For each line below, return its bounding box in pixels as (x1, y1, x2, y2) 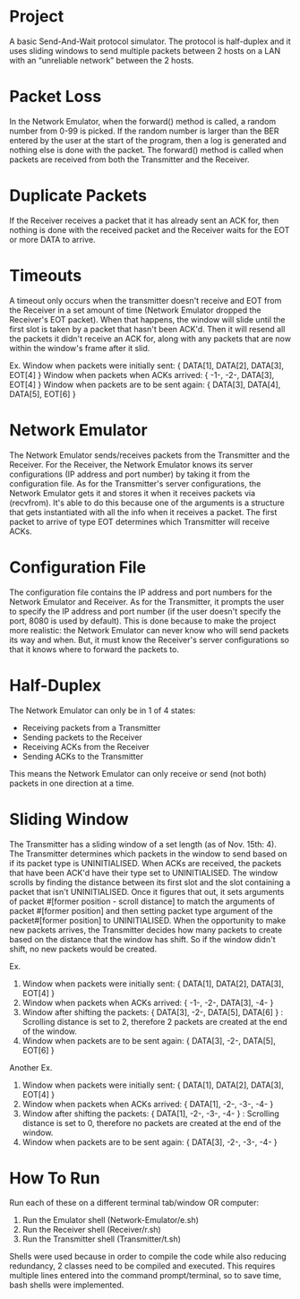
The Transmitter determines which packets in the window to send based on (9, 848, 288, 859)
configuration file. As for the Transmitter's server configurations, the (9, 477, 261, 489)
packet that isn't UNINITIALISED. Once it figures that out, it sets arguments (9, 886, 285, 897)
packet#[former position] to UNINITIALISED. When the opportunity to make (9, 915, 287, 925)
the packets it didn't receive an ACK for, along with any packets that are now (9, 333, 291, 344)
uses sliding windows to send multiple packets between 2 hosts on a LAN (9, 45, 280, 56)
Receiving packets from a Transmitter (21, 722, 161, 733)
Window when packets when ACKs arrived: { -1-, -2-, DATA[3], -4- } (21, 997, 274, 1008)
